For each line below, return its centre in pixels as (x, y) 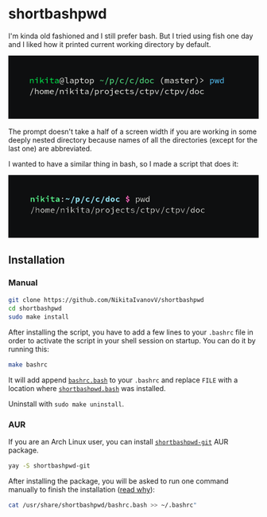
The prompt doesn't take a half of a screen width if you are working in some (132, 131)
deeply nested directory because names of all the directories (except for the (133, 139)
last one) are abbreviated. (50, 148)
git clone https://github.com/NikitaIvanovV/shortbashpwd (106, 300)
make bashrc (28, 365)
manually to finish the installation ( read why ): (81, 490)
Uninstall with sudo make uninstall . (66, 404)
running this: (29, 349)
